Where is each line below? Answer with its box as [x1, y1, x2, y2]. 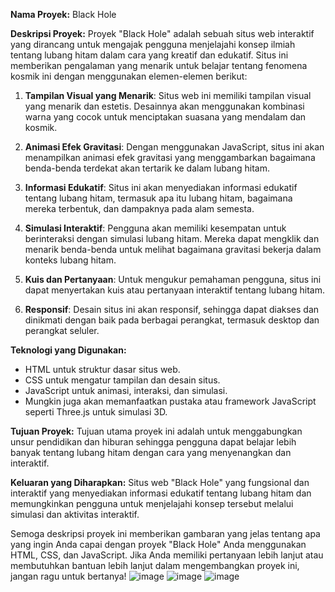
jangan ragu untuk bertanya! [10, 570, 127, 582]
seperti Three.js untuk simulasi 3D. [24, 406, 168, 418]
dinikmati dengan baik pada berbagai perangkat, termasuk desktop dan [24, 314, 320, 326]
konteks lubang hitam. [24, 254, 117, 266]
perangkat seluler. [24, 325, 100, 336]
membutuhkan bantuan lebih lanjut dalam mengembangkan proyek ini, [10, 560, 300, 571]
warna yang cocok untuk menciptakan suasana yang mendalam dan [24, 111, 307, 123]
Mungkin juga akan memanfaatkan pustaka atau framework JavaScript [24, 395, 317, 407]
